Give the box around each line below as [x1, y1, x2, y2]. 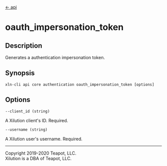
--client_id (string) [5, 109, 50, 114]
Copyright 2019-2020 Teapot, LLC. [5, 150, 77, 156]
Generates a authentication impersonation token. [5, 55, 105, 60]
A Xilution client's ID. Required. [5, 117, 69, 123]
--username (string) [5, 127, 48, 132]
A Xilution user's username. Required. [5, 136, 83, 142]
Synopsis [5, 69, 35, 78]
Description [5, 41, 42, 50]
